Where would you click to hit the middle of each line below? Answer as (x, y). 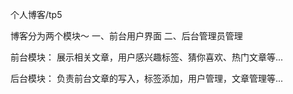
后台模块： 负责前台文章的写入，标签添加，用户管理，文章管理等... (147, 78)
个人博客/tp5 (36, 14)
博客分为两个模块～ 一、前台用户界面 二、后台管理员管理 (126, 36)
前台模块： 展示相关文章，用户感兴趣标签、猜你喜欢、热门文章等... (147, 57)
